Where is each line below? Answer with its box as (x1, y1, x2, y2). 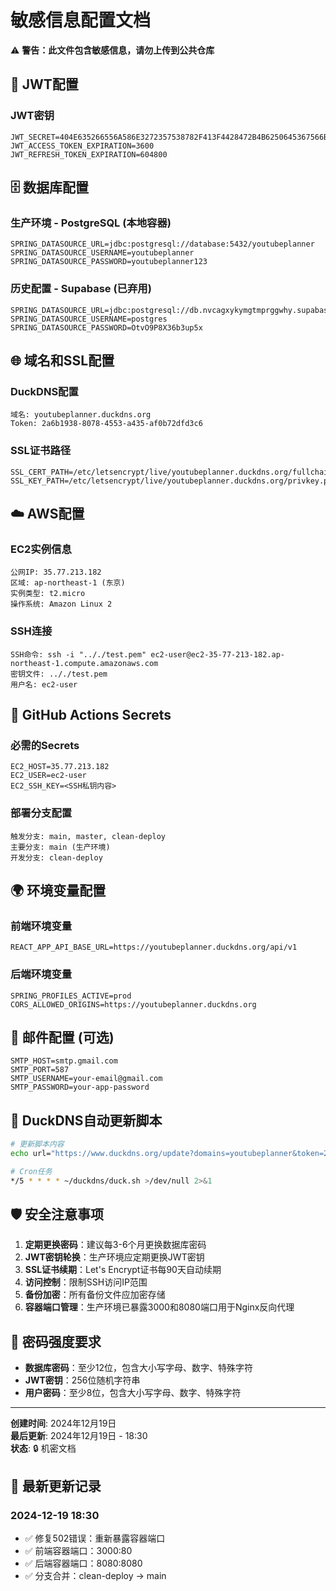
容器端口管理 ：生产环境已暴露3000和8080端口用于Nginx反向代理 (24, 1301, 295, 1313)
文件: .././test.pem (24, 669, 108, 679)
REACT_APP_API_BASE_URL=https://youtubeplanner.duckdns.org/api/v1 (10, 942, 298, 953)
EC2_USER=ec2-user (10, 771, 87, 781)
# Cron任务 (10, 1166, 53, 1176)
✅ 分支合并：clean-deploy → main (24, 1569, 167, 1581)
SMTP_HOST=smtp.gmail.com (10, 1056, 118, 1066)
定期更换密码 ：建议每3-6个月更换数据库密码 (24, 1239, 207, 1251)
